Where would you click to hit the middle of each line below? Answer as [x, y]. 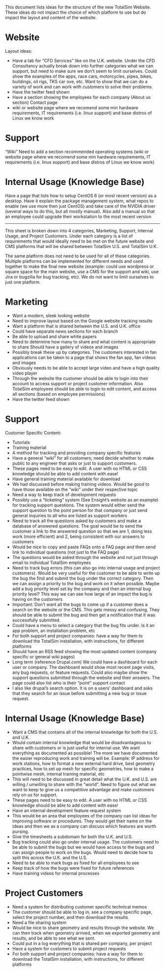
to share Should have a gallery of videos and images [65, 347]
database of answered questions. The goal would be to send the [77, 526]
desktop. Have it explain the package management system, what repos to [79, 201]
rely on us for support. [35, 795]
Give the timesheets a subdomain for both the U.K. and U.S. [72, 837]
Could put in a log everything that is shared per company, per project [82, 943]
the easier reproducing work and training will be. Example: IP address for [86, 758]
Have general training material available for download [66, 479]
